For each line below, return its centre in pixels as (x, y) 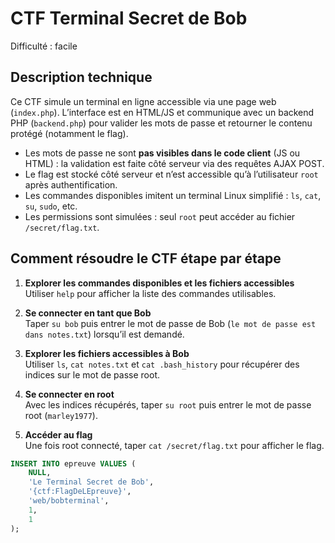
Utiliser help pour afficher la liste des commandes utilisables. (150, 293)
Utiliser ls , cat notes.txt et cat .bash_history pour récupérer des (162, 364)
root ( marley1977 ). (61, 415)
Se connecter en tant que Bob (88, 313)
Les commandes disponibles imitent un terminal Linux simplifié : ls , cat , (173, 195)
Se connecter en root (69, 394)
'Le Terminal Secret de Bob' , (91, 482)
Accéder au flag (58, 434)
